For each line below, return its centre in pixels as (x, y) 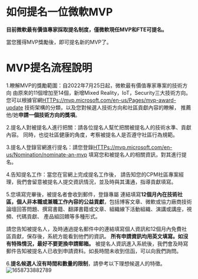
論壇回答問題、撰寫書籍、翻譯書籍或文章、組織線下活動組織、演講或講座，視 (99, 209)
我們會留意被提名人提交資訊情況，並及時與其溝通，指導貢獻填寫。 (96, 182)
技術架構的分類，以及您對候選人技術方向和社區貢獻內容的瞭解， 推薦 (108, 107)
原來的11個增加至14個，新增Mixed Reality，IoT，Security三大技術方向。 (104, 92)
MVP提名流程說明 (49, 68)
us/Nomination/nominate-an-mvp (47, 154)
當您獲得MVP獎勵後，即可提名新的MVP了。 (59, 42)
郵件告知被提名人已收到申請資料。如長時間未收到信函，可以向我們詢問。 (94, 251)
